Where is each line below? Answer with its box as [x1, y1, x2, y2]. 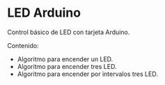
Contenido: [7, 41, 40, 49]
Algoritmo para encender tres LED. [17, 62, 117, 70]
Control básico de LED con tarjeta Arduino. [7, 28, 130, 36]
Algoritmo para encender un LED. [17, 54, 113, 63]
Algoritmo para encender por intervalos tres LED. [17, 70, 158, 78]
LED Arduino [7, 5, 81, 21]
